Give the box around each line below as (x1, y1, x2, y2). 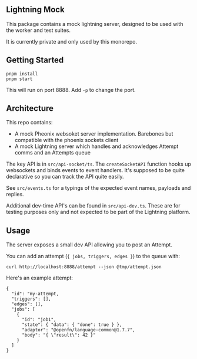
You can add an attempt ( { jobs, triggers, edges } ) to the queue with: (6, 253, 181, 260)
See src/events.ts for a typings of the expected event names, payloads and (6, 185, 191, 192)
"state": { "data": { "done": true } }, (21, 322, 122, 328)
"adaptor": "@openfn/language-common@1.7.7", (21, 327, 135, 333)
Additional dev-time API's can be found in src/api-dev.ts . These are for (6, 202, 181, 209)
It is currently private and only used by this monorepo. (6, 38, 137, 45)
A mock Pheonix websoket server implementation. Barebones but (14, 130, 173, 137)
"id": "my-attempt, (11, 291, 59, 297)
